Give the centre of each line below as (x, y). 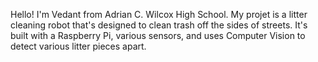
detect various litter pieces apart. (78, 46)
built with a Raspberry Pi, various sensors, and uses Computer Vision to (158, 35)
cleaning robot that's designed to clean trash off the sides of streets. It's (159, 25)
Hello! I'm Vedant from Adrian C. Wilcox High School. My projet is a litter (159, 14)
